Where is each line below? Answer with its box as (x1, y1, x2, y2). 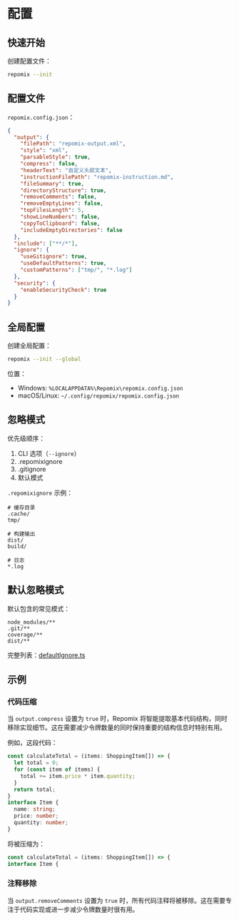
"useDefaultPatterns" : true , (20, 260, 107, 267)
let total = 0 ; (14, 759, 59, 767)
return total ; (14, 786, 56, 793)
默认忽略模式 (7, 584, 64, 596)
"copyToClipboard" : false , (20, 220, 101, 227)
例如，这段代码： (7, 739, 58, 747)
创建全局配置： (7, 341, 51, 350)
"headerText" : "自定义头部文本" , (20, 166, 112, 174)
